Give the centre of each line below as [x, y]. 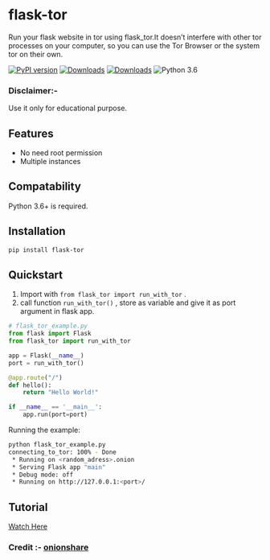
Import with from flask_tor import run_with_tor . [103, 294]
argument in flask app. [57, 311]
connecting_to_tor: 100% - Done [62, 452]
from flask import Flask [50, 334]
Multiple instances [50, 162]
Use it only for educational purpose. [67, 108]
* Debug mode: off [43, 475]
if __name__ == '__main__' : [55, 407]
